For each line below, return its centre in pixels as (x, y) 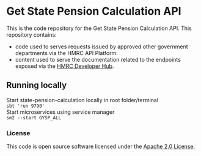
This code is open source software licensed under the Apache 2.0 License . (101, 147)
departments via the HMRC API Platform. (66, 53)
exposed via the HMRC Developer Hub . (64, 66)
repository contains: (31, 34)
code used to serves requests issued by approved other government (101, 46)
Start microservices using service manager (60, 112)
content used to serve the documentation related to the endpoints (98, 59)
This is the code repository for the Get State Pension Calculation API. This (99, 28)
